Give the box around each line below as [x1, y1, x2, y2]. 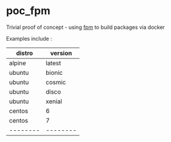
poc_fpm [6, 4, 50, 18]
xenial [46, 97, 62, 105]
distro [15, 49, 34, 57]
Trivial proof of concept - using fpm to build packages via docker [6, 24, 165, 31]
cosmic [46, 78, 66, 86]
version [50, 49, 72, 57]
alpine [9, 59, 27, 67]
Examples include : [6, 35, 52, 42]
